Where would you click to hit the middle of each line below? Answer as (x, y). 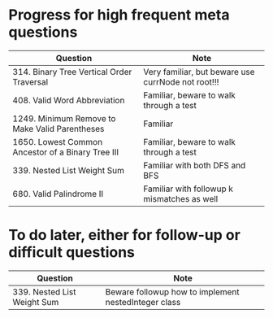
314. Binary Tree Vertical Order (72, 72)
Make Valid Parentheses (58, 129)
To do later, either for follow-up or (125, 235)
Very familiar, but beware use (199, 72)
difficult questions (72, 253)
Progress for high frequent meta (119, 15)
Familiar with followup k (188, 189)
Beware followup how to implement (172, 292)
